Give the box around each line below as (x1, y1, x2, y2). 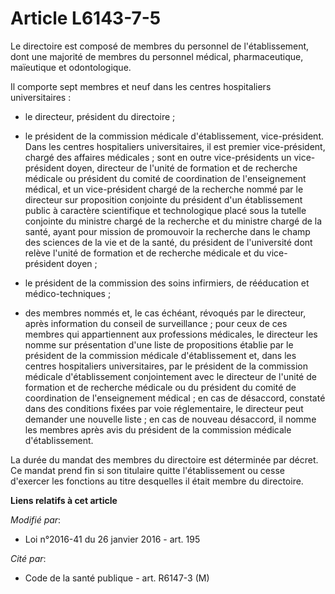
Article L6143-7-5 (10, 7, 162, 30)
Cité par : (10, 552, 47, 564)
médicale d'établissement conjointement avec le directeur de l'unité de (24, 370, 317, 382)
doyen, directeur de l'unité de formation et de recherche (66, 162, 298, 174)
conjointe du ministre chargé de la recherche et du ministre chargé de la (24, 215, 323, 227)
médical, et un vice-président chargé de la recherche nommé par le (24, 183, 304, 195)
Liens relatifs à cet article (10, 494, 118, 506)
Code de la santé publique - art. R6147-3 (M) (24, 572, 210, 584)
